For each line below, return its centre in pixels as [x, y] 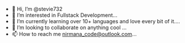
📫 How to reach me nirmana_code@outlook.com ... [74, 34]
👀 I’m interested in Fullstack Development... [64, 15]
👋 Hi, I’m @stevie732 [37, 9]
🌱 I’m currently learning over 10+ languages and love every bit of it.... [96, 21]
